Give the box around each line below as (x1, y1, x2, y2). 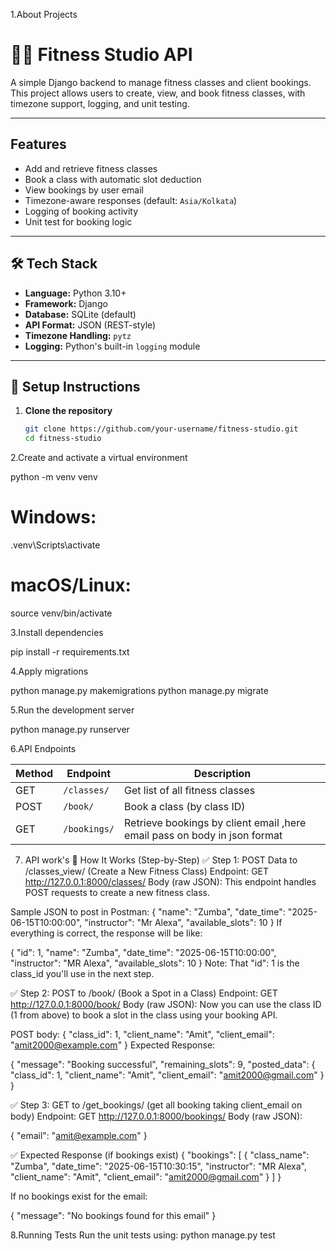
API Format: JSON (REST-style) (24, 319, 157, 331)
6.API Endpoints (10, 743, 77, 754)
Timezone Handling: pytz (24, 329, 132, 341)
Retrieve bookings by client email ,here (124, 816, 307, 829)
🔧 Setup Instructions (10, 378, 141, 395)
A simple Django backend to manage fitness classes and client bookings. (10, 76, 312, 88)
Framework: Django (24, 297, 108, 309)
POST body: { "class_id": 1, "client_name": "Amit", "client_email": (10, 1029, 275, 1040)
